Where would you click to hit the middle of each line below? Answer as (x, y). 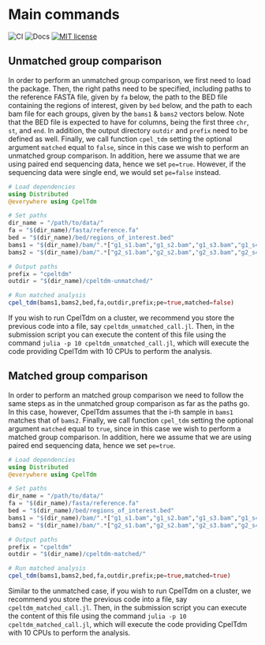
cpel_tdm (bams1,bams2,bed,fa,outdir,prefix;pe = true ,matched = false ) (121, 303)
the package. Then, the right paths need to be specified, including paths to (130, 88)
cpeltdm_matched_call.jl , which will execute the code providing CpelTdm (128, 624)
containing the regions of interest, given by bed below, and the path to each (130, 105)
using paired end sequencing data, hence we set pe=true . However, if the (127, 164)
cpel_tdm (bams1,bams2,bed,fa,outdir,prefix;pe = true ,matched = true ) (119, 576)
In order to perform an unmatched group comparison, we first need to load (129, 80)
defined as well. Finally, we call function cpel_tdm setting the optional (120, 139)
